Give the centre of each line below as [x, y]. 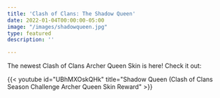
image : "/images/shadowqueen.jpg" [58, 27]
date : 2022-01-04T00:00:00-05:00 [56, 20]
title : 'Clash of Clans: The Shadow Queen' [72, 14]
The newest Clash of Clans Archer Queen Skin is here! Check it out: [104, 66]
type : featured [29, 33]
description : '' [31, 40]
